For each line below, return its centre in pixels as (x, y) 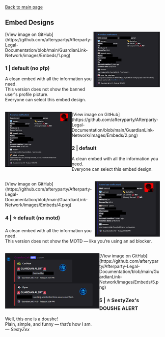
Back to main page (24, 7)
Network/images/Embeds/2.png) (105, 135)
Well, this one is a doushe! (31, 319)
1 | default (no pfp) (27, 68)
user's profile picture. (27, 94)
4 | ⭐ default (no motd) (33, 218)
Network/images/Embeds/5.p (129, 282)
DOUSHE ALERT (119, 308)
